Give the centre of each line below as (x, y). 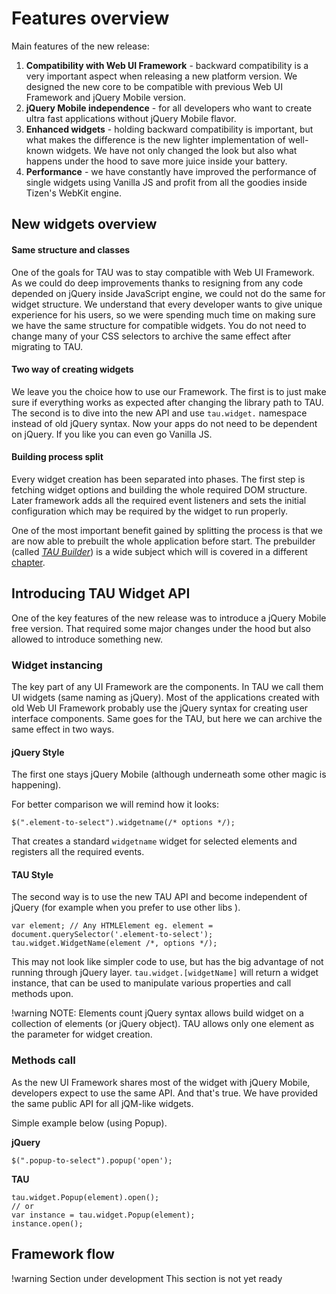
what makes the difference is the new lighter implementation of (155, 139)
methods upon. (42, 994)
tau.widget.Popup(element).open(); (85, 1197)
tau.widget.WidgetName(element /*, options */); (114, 943)
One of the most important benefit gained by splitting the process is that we (167, 530)
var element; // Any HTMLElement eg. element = (112, 926)
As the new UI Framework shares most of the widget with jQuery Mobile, (161, 1082)
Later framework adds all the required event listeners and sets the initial (159, 500)
